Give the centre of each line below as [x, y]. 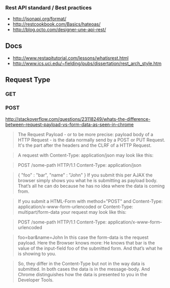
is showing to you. [37, 253]
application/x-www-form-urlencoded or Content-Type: [76, 207]
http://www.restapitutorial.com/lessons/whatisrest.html [70, 58]
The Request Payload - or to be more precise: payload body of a [86, 134]
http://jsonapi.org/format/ [39, 19]
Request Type [28, 80]
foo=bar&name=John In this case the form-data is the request [83, 237]
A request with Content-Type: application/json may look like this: [86, 155]
